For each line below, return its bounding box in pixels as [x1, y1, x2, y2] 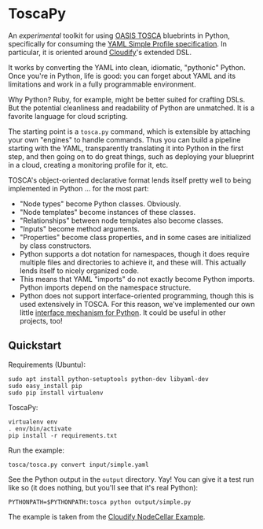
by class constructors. [19, 241, 92, 250]
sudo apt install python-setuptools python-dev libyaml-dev [8, 375, 210, 383]
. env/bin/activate [8, 424, 72, 433]
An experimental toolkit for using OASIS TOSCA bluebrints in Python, [8, 31, 230, 40]
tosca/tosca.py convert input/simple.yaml [8, 461, 149, 468]
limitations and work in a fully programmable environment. [8, 80, 196, 89]
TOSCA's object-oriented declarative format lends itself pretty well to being [8, 175, 251, 185]
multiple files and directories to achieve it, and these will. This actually [19, 257, 247, 267]
